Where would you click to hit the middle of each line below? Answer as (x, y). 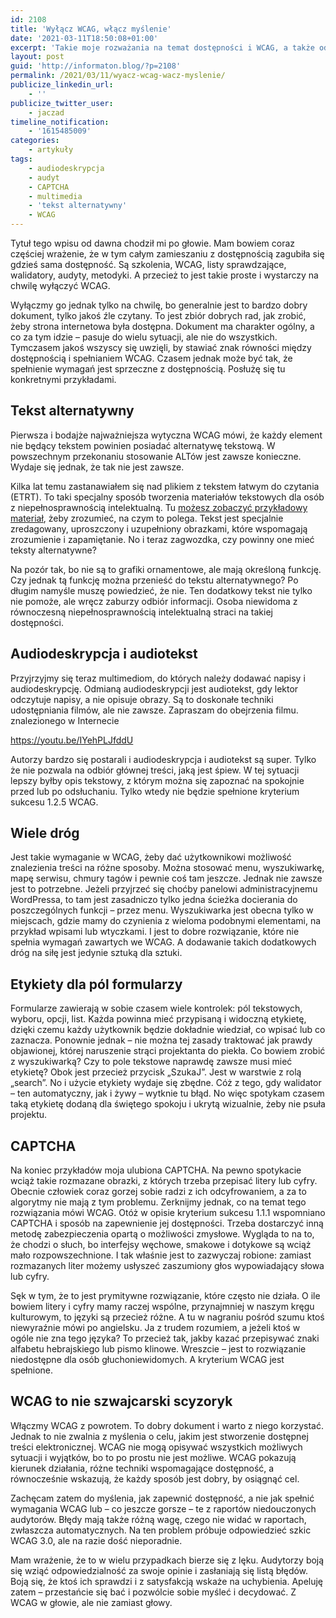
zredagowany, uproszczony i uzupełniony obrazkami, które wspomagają (159, 528)
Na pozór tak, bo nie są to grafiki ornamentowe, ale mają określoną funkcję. (166, 569)
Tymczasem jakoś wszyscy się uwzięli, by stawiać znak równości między (161, 347)
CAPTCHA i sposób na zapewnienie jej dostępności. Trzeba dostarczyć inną (167, 1223)
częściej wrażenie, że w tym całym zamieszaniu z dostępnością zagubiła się (167, 254)
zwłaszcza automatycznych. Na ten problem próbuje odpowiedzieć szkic (161, 1530)
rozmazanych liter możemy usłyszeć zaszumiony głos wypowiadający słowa (167, 1266)
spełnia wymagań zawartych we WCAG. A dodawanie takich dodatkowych (163, 942)
